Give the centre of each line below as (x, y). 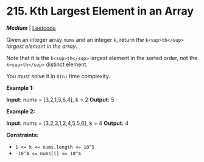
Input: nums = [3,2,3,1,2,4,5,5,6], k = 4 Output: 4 (68, 123)
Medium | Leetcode (31, 28)
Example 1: (20, 88)
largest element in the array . (42, 46)
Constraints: (23, 135)
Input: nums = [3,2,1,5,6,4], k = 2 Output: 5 (60, 100)
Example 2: (21, 111)
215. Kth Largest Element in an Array (100, 11)
